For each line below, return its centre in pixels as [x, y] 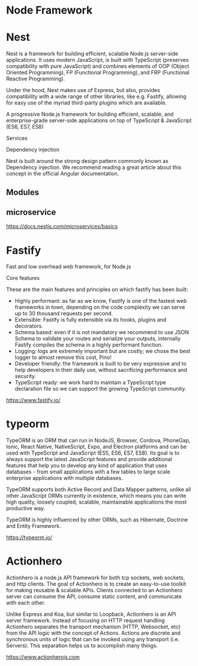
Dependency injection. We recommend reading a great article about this [94, 167]
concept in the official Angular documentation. [63, 174]
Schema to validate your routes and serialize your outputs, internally [98, 339]
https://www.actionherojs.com [43, 657]
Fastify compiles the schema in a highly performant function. [89, 345]
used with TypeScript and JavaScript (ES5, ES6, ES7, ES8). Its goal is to [93, 453]
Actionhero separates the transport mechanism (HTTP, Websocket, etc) [93, 627]
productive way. [26, 508]
